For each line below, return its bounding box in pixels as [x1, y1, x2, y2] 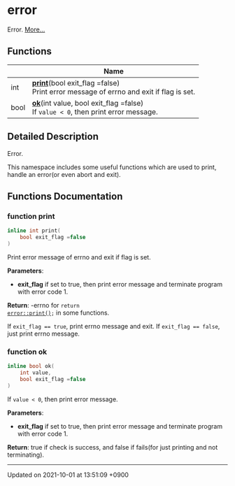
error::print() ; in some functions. [7, 308, 110, 317]
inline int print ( [7, 227, 61, 234]
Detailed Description [7, 131, 99, 143]
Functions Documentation [7, 190, 123, 202]
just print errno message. [7, 329, 80, 338]
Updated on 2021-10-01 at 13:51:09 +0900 [7, 471, 129, 479]
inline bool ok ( [7, 363, 55, 370]
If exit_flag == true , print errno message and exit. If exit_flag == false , [7, 322, 220, 330]
